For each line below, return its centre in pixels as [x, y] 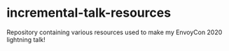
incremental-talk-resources [89, 13]
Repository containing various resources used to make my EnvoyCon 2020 [114, 32]
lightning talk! [26, 39]
